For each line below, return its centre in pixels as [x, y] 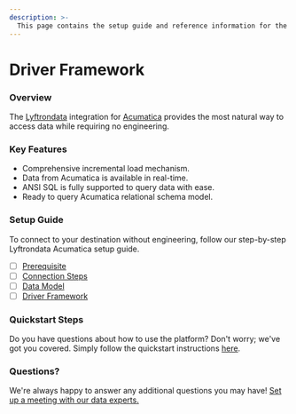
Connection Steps [55, 275]
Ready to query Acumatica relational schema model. [117, 197]
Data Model [43, 286]
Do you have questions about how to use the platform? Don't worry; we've [145, 339]
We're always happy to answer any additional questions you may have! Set [145, 391]
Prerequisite [44, 266]
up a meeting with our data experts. [74, 400]
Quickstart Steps [47, 319]
